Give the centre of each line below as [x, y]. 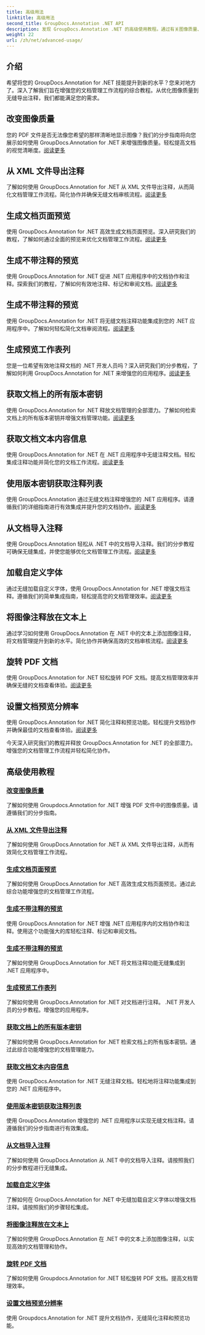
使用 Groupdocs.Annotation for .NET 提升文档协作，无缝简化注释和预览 [95, 1318]
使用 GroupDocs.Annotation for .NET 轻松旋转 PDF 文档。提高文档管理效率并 [103, 678]
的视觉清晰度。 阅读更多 [36, 150]
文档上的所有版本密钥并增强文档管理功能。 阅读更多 [70, 418]
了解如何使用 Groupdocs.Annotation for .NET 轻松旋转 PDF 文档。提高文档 [100, 1278]
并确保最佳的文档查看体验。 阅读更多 [52, 730]
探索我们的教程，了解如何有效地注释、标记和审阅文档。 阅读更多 [97, 284]
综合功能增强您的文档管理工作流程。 [52, 891]
